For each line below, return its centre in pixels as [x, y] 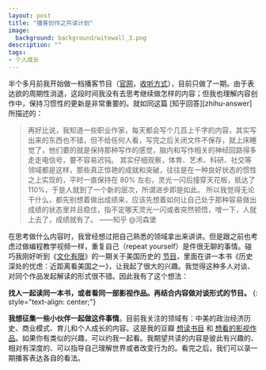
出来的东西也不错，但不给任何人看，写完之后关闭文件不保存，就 [131, 140]
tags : [17, 52]
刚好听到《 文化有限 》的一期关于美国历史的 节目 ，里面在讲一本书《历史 [137, 256]
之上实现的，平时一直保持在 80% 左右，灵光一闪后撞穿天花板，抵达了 [141, 179]
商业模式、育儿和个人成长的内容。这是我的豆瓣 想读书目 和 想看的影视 [136, 328]
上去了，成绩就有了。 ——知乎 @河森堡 [92, 219]
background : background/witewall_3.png [81, 38]
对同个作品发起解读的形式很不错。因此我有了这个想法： [98, 276]
